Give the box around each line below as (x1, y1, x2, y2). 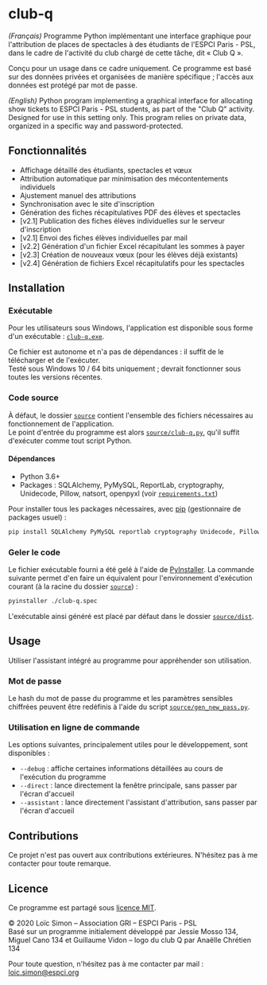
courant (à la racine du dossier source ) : (8, 582, 138, 591)
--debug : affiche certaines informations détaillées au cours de (19, 764, 224, 773)
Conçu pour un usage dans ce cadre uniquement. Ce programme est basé (8, 63, 252, 72)
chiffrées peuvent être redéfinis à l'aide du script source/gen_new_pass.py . (8, 702, 250, 712)
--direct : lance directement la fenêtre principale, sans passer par (19, 781, 238, 790)
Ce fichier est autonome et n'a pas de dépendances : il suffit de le (8, 347, 224, 356)
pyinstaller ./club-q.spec (8, 598, 98, 605)
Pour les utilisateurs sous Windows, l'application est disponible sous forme (8, 323, 253, 333)
